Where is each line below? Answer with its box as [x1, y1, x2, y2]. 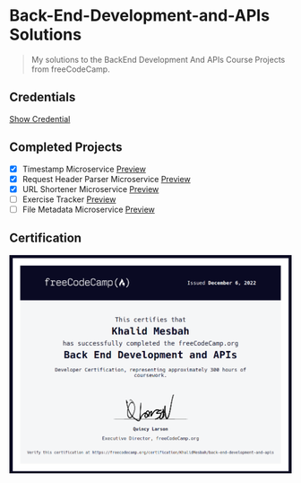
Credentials [9, 90, 76, 105]
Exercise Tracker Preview [21, 194, 116, 205]
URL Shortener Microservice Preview [21, 183, 159, 194]
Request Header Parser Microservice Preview [21, 173, 191, 184]
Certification [9, 231, 82, 246]
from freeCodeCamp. [30, 64, 110, 75]
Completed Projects [9, 140, 123, 155]
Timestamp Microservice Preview [21, 163, 146, 174]
